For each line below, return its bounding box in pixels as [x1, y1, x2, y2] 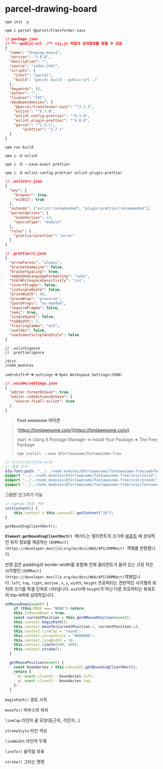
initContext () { [5, 506, 38, 511]
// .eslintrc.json [5, 179, 42, 184]
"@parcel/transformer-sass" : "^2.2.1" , [14, 105, 95, 110]
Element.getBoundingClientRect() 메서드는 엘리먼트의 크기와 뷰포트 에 [5, 533, 142, 539]
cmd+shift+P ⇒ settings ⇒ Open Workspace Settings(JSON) [5, 371, 123, 377]
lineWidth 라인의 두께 [5, 738, 47, 744]
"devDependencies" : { [9, 100, 53, 105]
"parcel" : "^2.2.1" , [14, 123, 55, 128]
